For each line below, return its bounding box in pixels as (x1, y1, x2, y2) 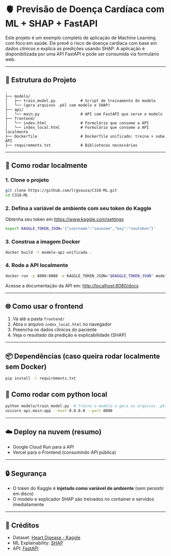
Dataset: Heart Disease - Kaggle (12, 535, 80, 541)
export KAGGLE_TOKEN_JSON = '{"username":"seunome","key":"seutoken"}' (5, 226, 156, 231)
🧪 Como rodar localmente (5, 161, 88, 170)
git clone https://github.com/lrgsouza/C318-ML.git (5, 188, 117, 193)
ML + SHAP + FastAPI (5, 18, 98, 30)
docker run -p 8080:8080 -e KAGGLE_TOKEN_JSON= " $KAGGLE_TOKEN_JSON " (5, 273, 154, 278)
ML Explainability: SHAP (12, 540, 64, 546)
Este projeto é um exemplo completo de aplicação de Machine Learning (5, 35, 156, 41)
